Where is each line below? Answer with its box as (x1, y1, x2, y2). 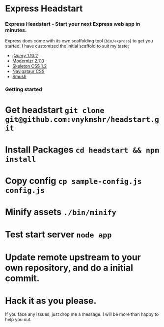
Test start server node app (5, 229, 112, 240)
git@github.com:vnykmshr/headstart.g (5, 114, 160, 124)
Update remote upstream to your (5, 252, 141, 263)
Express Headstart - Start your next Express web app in (5, 21, 140, 28)
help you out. (5, 317, 32, 323)
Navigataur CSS (12, 69, 45, 74)
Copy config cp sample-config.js (5, 175, 142, 186)
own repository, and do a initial (5, 262, 134, 273)
